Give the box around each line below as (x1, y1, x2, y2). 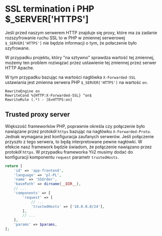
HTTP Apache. (5, 64, 35, 71)
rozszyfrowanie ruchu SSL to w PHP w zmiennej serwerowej (5, 35, 126, 41)
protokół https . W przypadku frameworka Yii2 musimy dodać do (5, 149, 133, 155)
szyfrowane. (5, 45, 30, 51)
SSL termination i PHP (5, 3, 94, 15)
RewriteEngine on (5, 89, 40, 94)
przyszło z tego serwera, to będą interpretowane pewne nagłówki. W (5, 139, 143, 144)
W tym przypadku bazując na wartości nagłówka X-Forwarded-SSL (5, 74, 136, 80)
